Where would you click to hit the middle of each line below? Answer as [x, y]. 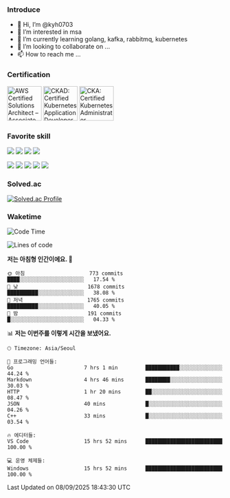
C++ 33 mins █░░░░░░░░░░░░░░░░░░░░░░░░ [115, 416]
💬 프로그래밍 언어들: [32, 362]
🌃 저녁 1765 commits [66, 300]
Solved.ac [24, 184]
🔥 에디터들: [22, 435]
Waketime [24, 217]
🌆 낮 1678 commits [66, 287]
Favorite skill [29, 136]
